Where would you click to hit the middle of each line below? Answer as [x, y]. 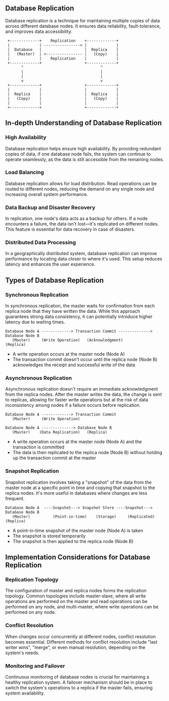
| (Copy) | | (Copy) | [63, 99]
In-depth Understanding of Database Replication [83, 123]
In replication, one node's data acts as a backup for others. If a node [76, 218]
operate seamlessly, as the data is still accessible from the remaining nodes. [85, 159]
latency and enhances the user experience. [50, 264]
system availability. [25, 693]
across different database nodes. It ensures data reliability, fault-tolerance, [83, 26]
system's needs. [22, 653]
